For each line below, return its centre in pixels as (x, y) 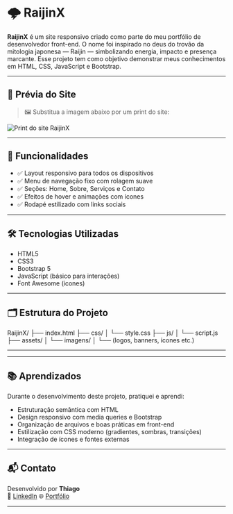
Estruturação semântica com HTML (68, 409)
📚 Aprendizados (44, 376)
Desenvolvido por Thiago (44, 488)
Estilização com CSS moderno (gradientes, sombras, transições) (110, 432)
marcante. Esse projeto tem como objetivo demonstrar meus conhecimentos (116, 58)
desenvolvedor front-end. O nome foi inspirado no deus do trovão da (106, 44)
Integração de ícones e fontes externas (73, 439)
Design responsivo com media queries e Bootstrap (89, 417)
